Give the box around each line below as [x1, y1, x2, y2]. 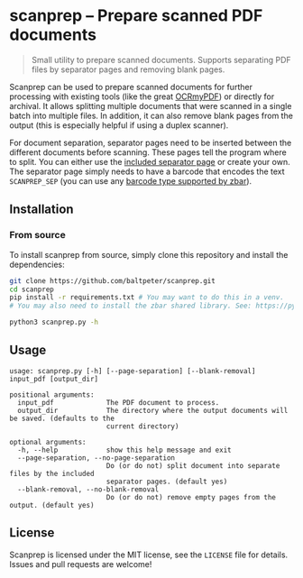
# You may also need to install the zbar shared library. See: [9, 301, 252, 311]
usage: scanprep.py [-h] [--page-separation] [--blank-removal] [9, 366, 256, 375]
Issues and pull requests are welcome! [9, 558, 152, 569]
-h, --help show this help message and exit [17, 445, 232, 454]
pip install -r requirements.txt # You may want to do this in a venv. [9, 293, 284, 302]
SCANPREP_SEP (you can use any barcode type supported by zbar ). [9, 175, 252, 186]
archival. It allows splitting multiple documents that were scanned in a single [9, 100, 292, 111]
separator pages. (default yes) [106, 477, 228, 486]
